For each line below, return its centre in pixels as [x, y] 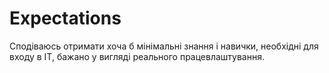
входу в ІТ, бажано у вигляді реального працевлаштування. [137, 56]
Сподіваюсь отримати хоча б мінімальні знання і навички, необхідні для [164, 46]
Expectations [65, 18]
